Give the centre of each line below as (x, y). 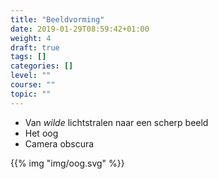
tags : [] (28, 57)
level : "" (31, 76)
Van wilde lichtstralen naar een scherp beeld (116, 122)
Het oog (41, 133)
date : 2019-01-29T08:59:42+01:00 (80, 29)
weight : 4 (31, 38)
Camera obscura (59, 143)
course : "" (33, 85)
